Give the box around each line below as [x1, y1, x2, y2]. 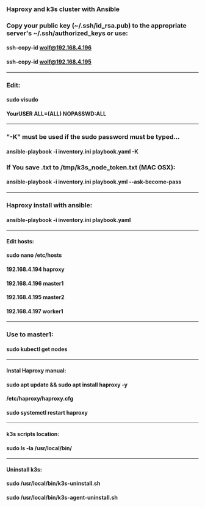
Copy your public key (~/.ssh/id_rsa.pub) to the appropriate [6, 21, 187, 29]
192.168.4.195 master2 [6, 294, 65, 301]
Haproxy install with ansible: [6, 201, 93, 209]
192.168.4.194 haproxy [6, 265, 65, 273]
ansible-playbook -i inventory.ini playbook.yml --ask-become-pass [6, 178, 182, 185]
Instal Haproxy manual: [6, 367, 67, 374]
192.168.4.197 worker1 [6, 308, 63, 315]
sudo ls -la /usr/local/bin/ [6, 444, 72, 451]
